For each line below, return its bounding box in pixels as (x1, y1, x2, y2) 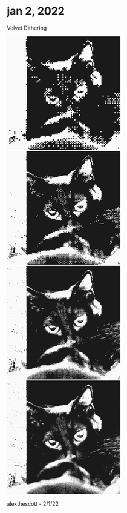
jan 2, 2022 (7, 4, 65, 18)
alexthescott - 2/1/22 (7, 500, 59, 507)
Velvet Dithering (7, 24, 47, 31)
